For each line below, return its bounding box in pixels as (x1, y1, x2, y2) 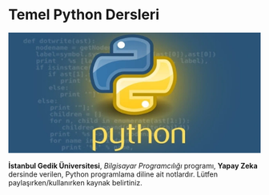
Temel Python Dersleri (8, 6, 160, 24)
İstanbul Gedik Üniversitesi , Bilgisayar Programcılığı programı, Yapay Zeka (8, 161, 258, 170)
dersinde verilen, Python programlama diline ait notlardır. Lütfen (8, 169, 219, 179)
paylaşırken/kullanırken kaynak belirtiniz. (8, 177, 143, 187)
